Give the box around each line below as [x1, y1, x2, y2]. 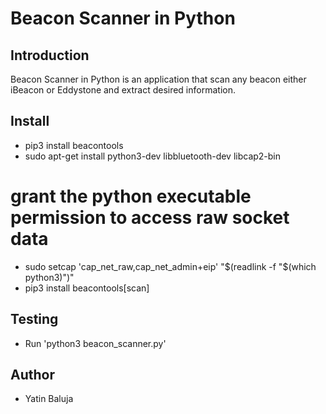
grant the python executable [10, 185, 252, 207]
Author [10, 366, 55, 383]
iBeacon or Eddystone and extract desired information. [10, 84, 236, 96]
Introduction [10, 47, 90, 64]
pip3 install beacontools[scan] [24, 282, 150, 294]
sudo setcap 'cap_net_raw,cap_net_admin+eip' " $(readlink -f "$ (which [24, 260, 317, 272]
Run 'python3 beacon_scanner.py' [24, 337, 167, 349]
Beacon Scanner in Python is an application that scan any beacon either [10, 73, 307, 85]
